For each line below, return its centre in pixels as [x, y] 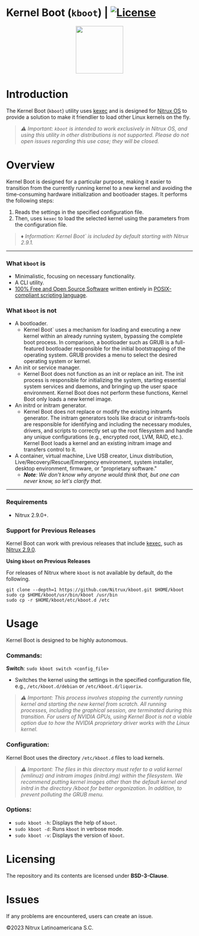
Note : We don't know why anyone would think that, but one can [101, 475]
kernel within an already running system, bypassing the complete [103, 336]
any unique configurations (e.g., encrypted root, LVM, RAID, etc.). [103, 437]
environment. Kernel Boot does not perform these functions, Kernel [106, 393]
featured [34, 349]
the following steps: [30, 200]
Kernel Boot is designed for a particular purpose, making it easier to [89, 182]
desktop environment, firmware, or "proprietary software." [86, 468]
